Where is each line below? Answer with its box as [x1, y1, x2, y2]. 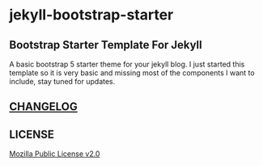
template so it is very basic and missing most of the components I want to [9, 68, 255, 78]
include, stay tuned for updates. [9, 77, 116, 86]
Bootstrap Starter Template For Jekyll [9, 38, 202, 52]
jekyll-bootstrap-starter [9, 6, 174, 24]
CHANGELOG [9, 100, 78, 114]
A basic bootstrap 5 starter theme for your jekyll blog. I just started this [9, 59, 245, 69]
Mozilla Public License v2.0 [9, 149, 100, 159]
